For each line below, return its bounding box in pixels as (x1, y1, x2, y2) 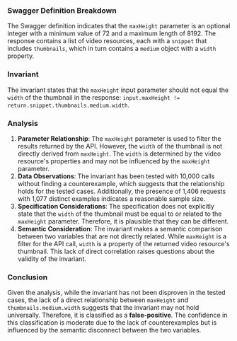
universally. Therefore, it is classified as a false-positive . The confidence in (7, 311, 228, 320)
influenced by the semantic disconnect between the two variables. (7, 326, 202, 335)
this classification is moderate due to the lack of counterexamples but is (7, 318, 217, 327)
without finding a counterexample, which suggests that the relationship (17, 179, 225, 187)
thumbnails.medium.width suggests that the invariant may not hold (7, 304, 200, 312)
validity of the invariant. (17, 254, 86, 263)
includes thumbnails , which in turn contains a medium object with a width (7, 45, 216, 53)
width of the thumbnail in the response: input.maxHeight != (7, 93, 180, 101)
